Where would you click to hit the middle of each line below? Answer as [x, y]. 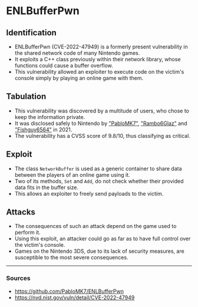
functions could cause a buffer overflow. [64, 65]
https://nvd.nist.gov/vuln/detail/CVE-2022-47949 [75, 297]
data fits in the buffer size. [46, 187]
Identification [32, 33]
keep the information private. [50, 117]
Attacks [21, 212]
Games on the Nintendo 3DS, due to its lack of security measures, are [99, 251]
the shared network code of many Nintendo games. [77, 53]
